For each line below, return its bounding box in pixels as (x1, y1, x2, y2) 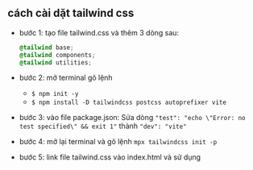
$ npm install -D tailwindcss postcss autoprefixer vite (31, 98, 227, 107)
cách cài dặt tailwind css (7, 6, 135, 20)
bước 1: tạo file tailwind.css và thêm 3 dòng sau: (19, 27, 179, 37)
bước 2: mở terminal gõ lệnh (19, 73, 114, 83)
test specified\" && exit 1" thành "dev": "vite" (19, 121, 187, 131)
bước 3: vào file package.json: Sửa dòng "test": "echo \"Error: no (19, 113, 247, 122)
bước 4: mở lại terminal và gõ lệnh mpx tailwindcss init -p (19, 137, 218, 147)
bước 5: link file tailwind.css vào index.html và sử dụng (19, 152, 201, 162)
